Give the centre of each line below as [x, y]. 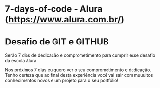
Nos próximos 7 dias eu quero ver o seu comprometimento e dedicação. [78, 70]
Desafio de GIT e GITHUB [57, 42]
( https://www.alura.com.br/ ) [65, 19]
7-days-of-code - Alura [54, 9]
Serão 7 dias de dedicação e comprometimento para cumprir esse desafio [80, 55]
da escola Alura [21, 61]
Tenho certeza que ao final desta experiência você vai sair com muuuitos [79, 75]
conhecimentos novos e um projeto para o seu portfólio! [62, 80]
